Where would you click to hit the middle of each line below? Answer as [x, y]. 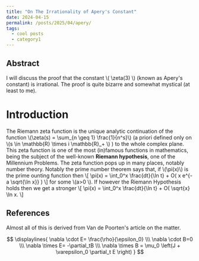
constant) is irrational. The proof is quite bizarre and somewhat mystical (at [98, 84]
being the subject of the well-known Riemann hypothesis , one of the [91, 156]
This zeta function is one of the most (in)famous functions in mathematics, [97, 150]
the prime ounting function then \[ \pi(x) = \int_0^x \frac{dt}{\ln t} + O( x [94, 175]
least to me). [21, 91]
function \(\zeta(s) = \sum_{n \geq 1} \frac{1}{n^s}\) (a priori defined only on [99, 137]
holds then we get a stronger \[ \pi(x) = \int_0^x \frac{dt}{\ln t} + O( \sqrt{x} [98, 188]
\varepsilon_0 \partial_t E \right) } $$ [100, 251]
